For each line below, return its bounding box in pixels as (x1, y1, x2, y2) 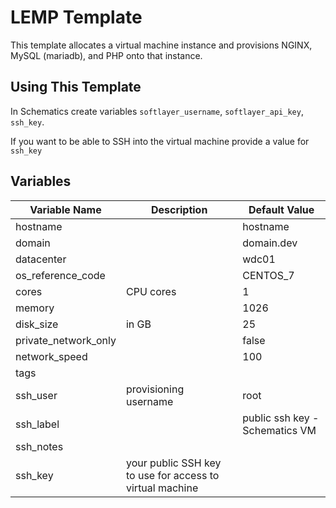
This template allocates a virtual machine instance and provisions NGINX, (10, 39, 313, 51)
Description (150, 202, 208, 216)
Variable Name (29, 202, 102, 216)
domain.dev (242, 236, 298, 250)
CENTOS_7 (242, 268, 295, 282)
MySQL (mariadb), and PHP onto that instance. (10, 49, 203, 61)
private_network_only (15, 333, 117, 347)
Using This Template (10, 79, 142, 96)
